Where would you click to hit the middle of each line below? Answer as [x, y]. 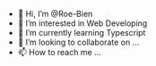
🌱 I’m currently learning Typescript [82, 33]
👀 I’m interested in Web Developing [82, 23]
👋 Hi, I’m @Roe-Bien [55, 14]
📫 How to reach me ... [59, 52]
